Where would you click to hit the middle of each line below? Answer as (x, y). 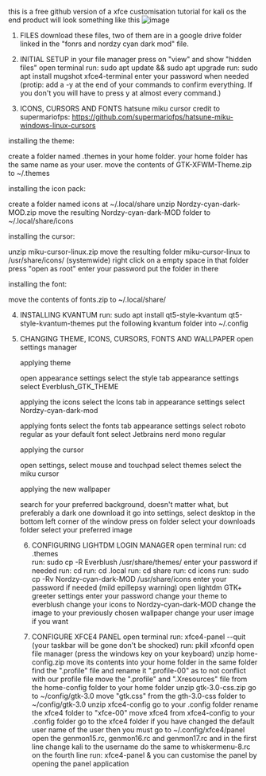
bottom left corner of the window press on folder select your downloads (137, 521)
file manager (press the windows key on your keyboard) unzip (133, 653)
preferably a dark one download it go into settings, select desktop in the (137, 513)
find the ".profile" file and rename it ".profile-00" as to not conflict (139, 671)
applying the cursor (52, 450)
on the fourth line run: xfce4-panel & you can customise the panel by (144, 755)
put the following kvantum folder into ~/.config (172, 323)
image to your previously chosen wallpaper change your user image (143, 613)
